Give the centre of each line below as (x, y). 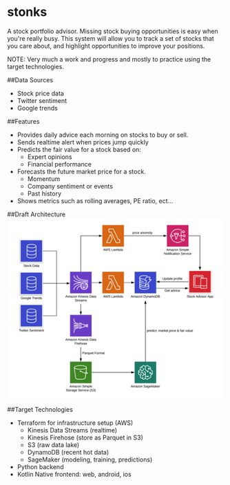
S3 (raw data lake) (53, 445)
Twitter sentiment (42, 100)
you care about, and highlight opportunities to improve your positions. (106, 46)
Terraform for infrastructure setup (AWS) (75, 423)
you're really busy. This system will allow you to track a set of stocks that (111, 38)
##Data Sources (30, 79)
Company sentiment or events (70, 186)
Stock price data (40, 93)
